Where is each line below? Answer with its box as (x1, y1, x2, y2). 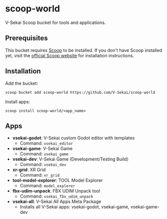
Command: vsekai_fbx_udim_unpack (19, 193, 93, 200)
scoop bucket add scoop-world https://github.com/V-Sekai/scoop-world (5, 90, 155, 95)
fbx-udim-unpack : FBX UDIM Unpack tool (12, 188, 100, 194)
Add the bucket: (5, 80, 38, 86)
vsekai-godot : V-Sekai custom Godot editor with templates (12, 135, 135, 141)
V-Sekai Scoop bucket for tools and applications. (5, 19, 106, 25)
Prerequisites (5, 34, 48, 42)
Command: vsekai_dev (19, 162, 66, 168)
